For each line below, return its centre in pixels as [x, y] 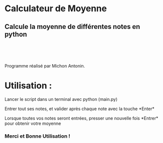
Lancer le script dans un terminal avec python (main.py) [61, 99]
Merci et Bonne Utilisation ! [38, 136]
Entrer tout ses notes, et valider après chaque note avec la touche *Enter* [80, 109]
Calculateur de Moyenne [56, 9]
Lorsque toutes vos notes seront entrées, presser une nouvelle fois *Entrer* [81, 118]
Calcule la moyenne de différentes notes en [72, 27]
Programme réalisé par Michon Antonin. [45, 66]
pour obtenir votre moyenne [33, 123]
